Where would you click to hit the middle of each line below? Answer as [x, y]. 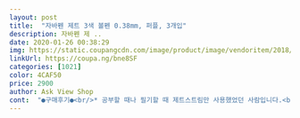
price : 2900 [31, 83]
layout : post [33, 17]
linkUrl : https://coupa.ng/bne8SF [74, 59]
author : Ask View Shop [51, 91]
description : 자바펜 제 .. [56, 34]
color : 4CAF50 [36, 75]
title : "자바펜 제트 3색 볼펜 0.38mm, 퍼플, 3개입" [98, 26]
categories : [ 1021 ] [46, 67]
